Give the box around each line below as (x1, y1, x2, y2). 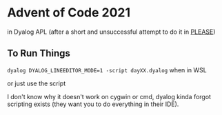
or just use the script (7, 79, 66, 87)
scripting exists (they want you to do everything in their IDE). (7, 100, 179, 108)
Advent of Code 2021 (7, 5, 131, 21)
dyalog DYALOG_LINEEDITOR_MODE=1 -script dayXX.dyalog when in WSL (7, 65, 207, 74)
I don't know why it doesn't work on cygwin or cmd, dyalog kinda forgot (7, 92, 212, 101)
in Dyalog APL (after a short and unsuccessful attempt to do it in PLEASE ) (7, 28, 216, 36)
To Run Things (7, 48, 71, 59)
